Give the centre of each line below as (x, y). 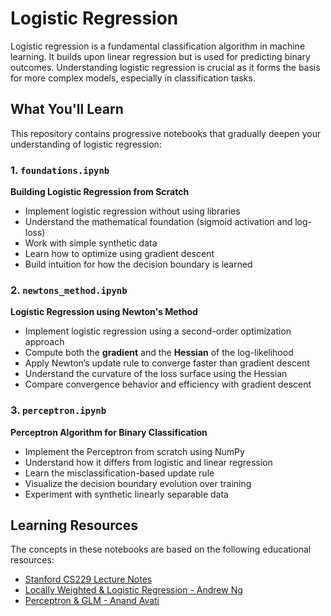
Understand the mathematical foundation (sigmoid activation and (158, 222)
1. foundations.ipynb (60, 170)
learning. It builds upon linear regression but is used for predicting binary (160, 56)
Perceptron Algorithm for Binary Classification (109, 432)
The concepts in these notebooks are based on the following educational (161, 549)
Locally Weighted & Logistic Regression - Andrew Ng (133, 590)
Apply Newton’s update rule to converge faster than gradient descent (167, 363)
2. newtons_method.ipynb (69, 290)
